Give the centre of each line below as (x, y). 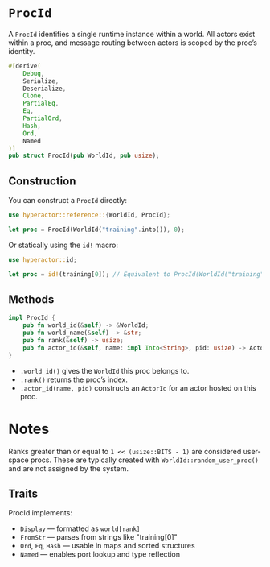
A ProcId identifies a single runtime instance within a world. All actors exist (132, 34)
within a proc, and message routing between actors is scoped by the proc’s (133, 43)
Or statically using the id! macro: (63, 245)
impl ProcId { (32, 318)
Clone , (34, 96)
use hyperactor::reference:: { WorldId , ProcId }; (90, 215)
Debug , (34, 73)
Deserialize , (45, 89)
